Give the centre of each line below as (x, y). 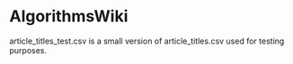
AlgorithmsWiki (69, 16)
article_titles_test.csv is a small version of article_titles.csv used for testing (147, 41)
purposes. (28, 50)
